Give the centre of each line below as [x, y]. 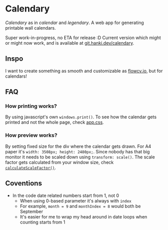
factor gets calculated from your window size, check [59, 162]
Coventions [24, 183]
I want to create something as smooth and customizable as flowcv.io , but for [84, 71]
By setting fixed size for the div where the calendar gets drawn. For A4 [78, 146]
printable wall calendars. [31, 28]
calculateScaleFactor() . [31, 167]
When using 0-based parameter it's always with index [76, 200]
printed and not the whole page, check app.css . [55, 122]
